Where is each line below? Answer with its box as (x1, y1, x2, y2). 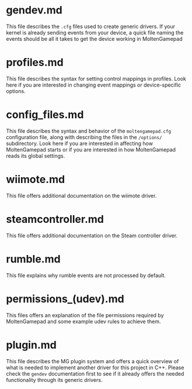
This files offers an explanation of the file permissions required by (6, 311, 165, 319)
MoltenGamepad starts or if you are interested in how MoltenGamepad (6, 146, 176, 153)
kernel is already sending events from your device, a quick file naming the (6, 29, 184, 36)
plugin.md (6, 338, 57, 352)
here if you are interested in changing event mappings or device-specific (6, 81, 181, 88)
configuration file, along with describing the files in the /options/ (6, 133, 162, 140)
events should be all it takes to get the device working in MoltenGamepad (6, 35, 183, 42)
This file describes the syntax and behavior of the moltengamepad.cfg (6, 127, 172, 135)
